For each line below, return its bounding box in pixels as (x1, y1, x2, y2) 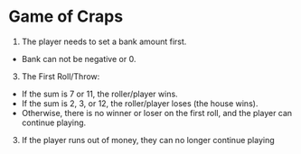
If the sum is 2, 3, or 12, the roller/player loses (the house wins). (21, 97, 259, 109)
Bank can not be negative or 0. (21, 53, 136, 64)
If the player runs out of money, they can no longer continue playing (21, 134, 275, 145)
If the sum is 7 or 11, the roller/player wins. (21, 88, 178, 99)
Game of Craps (8, 6, 124, 27)
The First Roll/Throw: (21, 70, 100, 82)
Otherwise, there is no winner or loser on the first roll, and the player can (21, 107, 293, 118)
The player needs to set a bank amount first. (21, 36, 187, 47)
